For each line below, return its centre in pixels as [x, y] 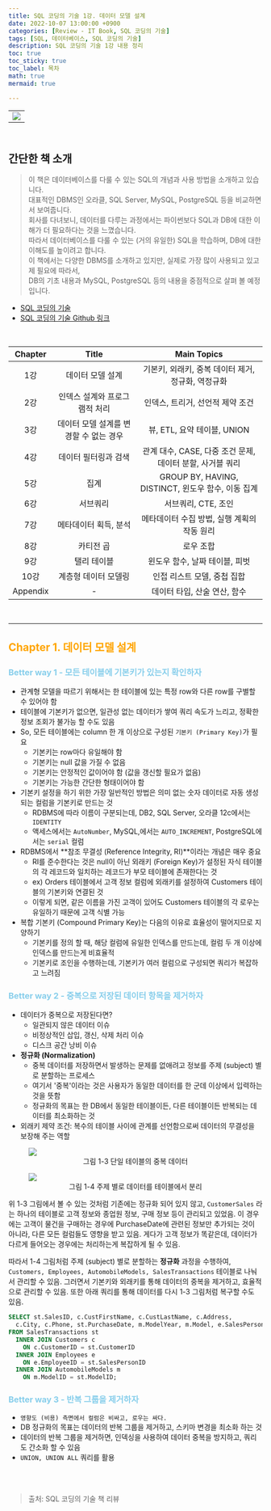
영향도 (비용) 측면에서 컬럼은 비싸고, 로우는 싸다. [94, 1418]
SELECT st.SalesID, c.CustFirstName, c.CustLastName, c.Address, [120, 1317]
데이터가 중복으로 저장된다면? [66, 1015]
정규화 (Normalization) [58, 1055]
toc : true [25, 53]
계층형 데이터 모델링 [94, 576]
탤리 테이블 [94, 561]
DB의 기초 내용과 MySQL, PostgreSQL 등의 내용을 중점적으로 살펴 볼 [137, 281]
